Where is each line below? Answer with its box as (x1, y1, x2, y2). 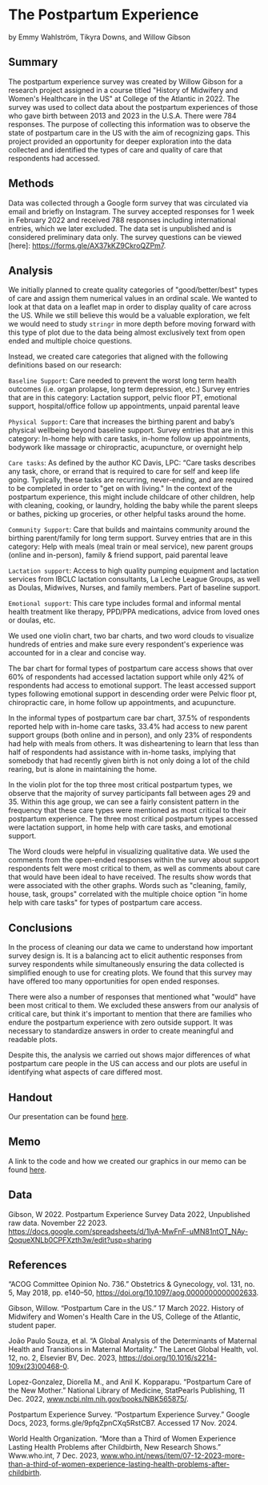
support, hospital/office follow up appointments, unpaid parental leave (8, 401, 240, 411)
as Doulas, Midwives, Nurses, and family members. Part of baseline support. (8, 583, 261, 593)
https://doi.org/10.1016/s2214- (118, 1353, 218, 1363)
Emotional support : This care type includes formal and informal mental (8, 598, 242, 608)
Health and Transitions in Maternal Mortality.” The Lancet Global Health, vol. (8, 1345, 258, 1354)
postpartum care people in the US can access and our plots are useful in (8, 1059, 248, 1069)
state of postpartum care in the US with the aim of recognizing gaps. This (8, 128, 250, 137)
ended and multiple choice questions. (8, 336, 133, 346)
